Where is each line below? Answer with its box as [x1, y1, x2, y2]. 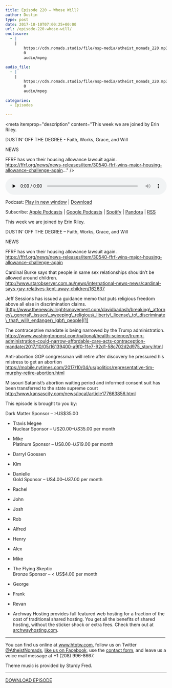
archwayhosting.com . [12, 627, 59, 633]
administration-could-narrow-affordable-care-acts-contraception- [5, 338, 146, 345]
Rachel [12, 486, 28, 492]
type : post [5, 17, 29, 22]
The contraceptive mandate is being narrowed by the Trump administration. [5, 327, 165, 333]
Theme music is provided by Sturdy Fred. [5, 662, 93, 669]
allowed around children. [5, 275, 58, 281]
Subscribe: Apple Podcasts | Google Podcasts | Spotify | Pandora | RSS [5, 209, 156, 215]
